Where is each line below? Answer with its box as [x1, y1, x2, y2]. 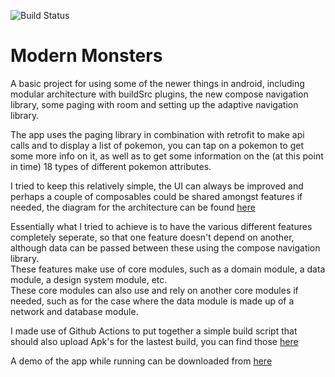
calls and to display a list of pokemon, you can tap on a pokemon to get [10, 139, 304, 151]
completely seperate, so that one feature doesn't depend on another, [10, 231, 295, 243]
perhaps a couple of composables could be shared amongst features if [10, 190, 303, 202]
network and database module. [10, 305, 139, 317]
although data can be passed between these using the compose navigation [10, 241, 321, 254]
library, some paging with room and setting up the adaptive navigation [10, 98, 299, 110]
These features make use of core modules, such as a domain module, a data [10, 263, 326, 275]
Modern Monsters [10, 45, 163, 67]
